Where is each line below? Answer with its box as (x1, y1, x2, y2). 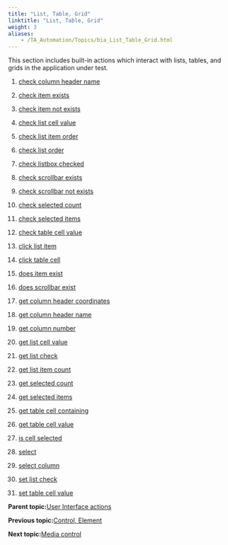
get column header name (18, 311, 92, 319)
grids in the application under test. (8, 64, 108, 72)
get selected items (18, 393, 73, 401)
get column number (18, 324, 76, 333)
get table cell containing (18, 406, 89, 415)
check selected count (18, 201, 82, 210)
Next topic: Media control (8, 530, 82, 539)
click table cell (18, 256, 61, 264)
